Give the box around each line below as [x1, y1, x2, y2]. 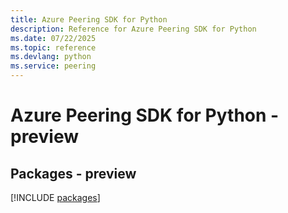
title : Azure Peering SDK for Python [10, 14, 168, 25]
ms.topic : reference [10, 42, 97, 53]
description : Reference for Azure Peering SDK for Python [10, 24, 257, 34]
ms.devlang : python [10, 52, 92, 62]
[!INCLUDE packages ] [10, 192, 101, 203]
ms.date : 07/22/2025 [10, 33, 97, 43]
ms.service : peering [10, 61, 97, 71]
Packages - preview [10, 165, 137, 182]
